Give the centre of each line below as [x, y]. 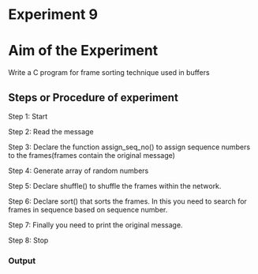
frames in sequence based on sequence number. [88, 209]
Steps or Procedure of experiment [93, 98]
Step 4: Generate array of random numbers [79, 171]
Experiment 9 [53, 15]
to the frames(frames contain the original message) [92, 155]
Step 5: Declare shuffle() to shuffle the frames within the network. [115, 186]
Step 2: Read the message [51, 131]
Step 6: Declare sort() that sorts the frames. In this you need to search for [127, 201]
